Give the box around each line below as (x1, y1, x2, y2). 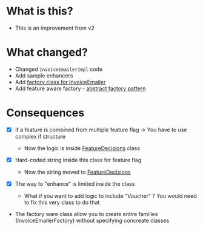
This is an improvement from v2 (15, 24, 95, 31)
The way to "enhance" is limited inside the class (15, 180, 135, 187)
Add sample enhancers (15, 71, 73, 79)
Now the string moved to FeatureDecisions (24, 168, 131, 176)
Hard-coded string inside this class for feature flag (15, 156, 142, 163)
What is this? (6, 4, 74, 18)
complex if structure (15, 133, 65, 140)
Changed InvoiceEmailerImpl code (15, 65, 103, 73)
